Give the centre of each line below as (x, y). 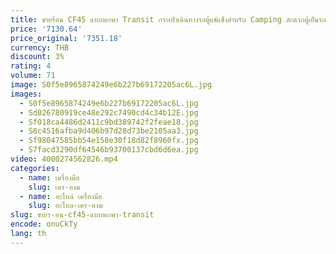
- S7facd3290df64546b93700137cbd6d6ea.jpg (109, 150)
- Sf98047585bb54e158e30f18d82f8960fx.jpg (109, 141)
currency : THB (40, 47)
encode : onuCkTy (44, 224)
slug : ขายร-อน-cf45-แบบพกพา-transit (82, 215)
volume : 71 (33, 76)
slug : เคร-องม (54, 187)
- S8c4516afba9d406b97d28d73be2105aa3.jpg (109, 131)
